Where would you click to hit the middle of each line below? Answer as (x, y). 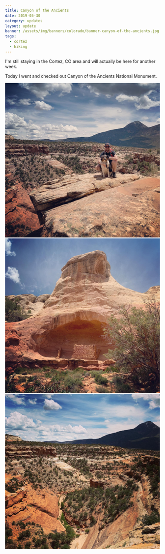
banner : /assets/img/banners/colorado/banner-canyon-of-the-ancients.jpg (82, 31)
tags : (11, 36)
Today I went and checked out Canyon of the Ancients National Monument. (81, 76)
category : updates (24, 21)
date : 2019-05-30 (23, 15)
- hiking (18, 47)
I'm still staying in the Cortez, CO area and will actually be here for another (80, 61)
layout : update (21, 26)
